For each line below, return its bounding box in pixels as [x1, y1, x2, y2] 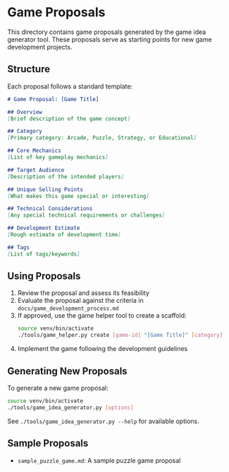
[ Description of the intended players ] [7, 173, 125, 180]
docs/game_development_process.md [17, 305, 119, 312]
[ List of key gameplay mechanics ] [7, 154, 109, 161]
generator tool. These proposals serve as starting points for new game [7, 35, 213, 43]
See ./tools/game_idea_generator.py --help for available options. [7, 417, 199, 425]
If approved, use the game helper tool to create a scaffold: [17, 311, 187, 320]
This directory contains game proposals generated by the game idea [7, 28, 206, 36]
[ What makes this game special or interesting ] [7, 192, 150, 200]
